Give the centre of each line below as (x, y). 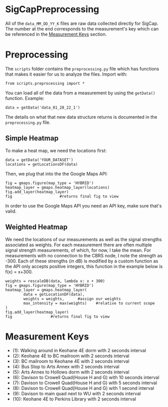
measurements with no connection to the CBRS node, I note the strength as (84, 255)
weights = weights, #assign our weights (72, 299)
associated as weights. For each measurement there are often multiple (79, 245)
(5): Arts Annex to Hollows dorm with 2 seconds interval (71, 372)
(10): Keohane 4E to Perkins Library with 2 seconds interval (74, 399)
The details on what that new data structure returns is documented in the (81, 117)
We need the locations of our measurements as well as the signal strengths (83, 239)
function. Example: (25, 98)
